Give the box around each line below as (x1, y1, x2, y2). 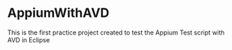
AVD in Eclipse (7, 35, 50, 44)
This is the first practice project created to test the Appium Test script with (7, 28, 225, 37)
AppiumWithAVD (7, 5, 110, 21)
